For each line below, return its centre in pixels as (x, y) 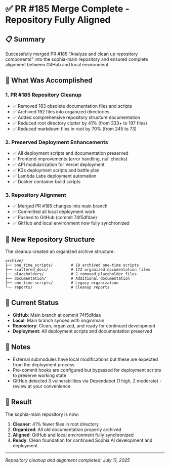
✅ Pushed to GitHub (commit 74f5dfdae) (55, 218)
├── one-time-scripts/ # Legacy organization (62, 283)
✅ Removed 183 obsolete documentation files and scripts (72, 106)
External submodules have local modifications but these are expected (85, 359)
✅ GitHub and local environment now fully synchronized (71, 223)
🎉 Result (18, 402)
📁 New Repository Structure (50, 239)
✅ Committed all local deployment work (54, 212)
